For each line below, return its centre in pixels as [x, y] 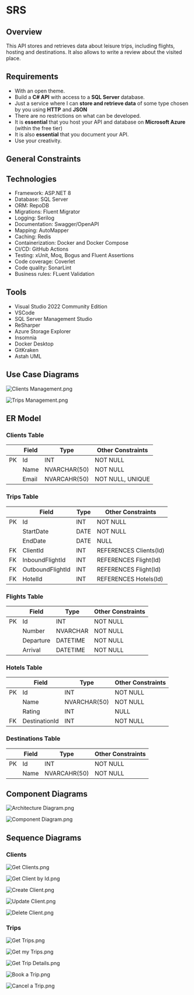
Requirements [32, 77]
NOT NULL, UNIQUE [122, 479]
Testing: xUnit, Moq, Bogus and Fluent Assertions [74, 255]
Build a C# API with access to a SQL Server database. [79, 97]
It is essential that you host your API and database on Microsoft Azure [100, 122]
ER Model [24, 418]
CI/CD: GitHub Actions [41, 249]
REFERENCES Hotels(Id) [130, 579]
